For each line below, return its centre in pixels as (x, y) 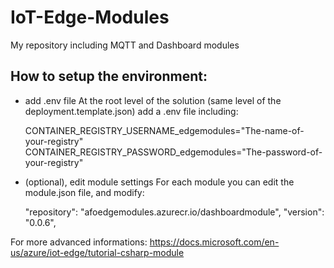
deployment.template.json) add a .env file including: (131, 111)
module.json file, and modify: (84, 192)
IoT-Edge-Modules (90, 17)
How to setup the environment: (109, 76)
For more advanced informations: (79, 242)
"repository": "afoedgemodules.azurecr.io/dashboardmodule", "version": (174, 212)
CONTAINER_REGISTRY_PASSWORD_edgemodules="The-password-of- (173, 152)
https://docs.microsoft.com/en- (214, 242)
